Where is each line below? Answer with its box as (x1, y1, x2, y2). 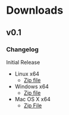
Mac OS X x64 (14, 95, 51, 102)
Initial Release (6, 58, 40, 66)
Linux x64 (14, 70, 40, 77)
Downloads (6, 4, 64, 17)
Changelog (6, 45, 39, 54)
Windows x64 (14, 83, 49, 90)
